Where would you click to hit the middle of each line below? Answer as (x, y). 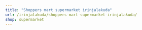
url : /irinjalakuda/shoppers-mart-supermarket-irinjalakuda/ (71, 15)
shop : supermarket (25, 19)
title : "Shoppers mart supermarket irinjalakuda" (59, 10)
